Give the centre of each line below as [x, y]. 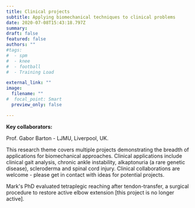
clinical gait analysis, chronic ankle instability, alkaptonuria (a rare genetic [96, 162]
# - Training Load [30, 72]
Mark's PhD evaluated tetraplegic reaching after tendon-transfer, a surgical [97, 186]
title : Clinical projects [38, 12]
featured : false [26, 39]
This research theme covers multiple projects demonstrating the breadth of [97, 149]
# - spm [17, 56]
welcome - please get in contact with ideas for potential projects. [85, 174]
